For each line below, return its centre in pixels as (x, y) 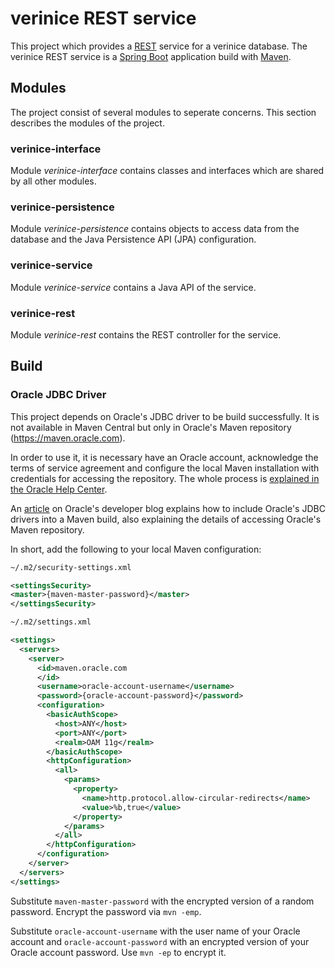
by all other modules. (53, 181)
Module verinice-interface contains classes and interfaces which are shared (167, 171)
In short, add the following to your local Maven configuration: (136, 549)
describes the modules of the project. (87, 123)
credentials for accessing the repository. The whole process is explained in (165, 478)
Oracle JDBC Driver (58, 395)
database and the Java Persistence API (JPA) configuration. (133, 239)
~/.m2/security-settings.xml (71, 567)
